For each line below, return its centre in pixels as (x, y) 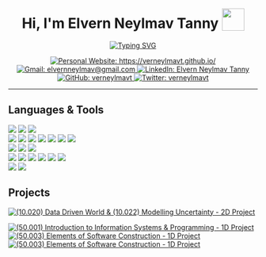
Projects (29, 193)
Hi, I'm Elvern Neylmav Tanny (120, 23)
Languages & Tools (56, 110)
